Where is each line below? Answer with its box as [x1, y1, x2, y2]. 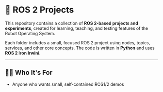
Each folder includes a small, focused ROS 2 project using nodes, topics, [5, 39, 150, 45]
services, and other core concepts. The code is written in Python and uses [5, 45, 155, 51]
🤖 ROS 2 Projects [5, 4, 74, 15]
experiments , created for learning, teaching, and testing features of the [5, 25, 148, 31]
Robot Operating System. [5, 30, 56, 36]
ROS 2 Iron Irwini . [5, 50, 41, 56]
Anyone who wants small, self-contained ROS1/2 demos [12, 81, 124, 87]
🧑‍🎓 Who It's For [5, 68, 52, 77]
